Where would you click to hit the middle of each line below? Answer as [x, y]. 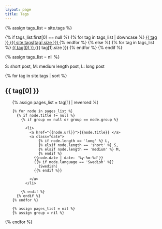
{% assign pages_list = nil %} [44, 209]
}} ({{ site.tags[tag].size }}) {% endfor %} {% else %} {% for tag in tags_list [80, 42]
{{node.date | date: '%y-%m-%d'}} [68, 158]
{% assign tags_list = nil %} [32, 57]
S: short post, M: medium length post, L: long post [55, 66]
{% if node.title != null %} [46, 116]
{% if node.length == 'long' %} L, [74, 141]
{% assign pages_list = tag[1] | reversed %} [55, 103]
